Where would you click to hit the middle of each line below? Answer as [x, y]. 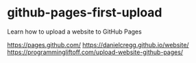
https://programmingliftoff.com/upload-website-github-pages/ [95, 52]
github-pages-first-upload [85, 13]
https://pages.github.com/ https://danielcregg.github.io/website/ [98, 45]
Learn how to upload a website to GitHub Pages [74, 32]
